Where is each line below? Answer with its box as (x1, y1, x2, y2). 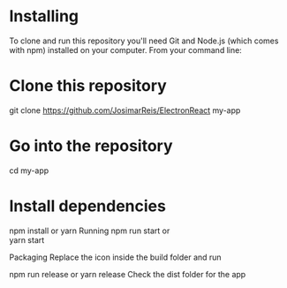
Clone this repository (9, 76, 168, 96)
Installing (9, 6, 79, 27)
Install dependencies (9, 196, 166, 216)
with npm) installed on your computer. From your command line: (9, 44, 243, 55)
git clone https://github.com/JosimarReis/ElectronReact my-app (9, 104, 241, 116)
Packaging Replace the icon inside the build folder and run (9, 252, 223, 262)
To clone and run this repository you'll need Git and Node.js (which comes (9, 35, 279, 46)
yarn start (9, 234, 45, 245)
